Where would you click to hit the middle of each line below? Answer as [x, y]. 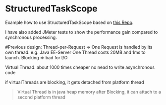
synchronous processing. [31, 37]
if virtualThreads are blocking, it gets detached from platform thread [75, 82]
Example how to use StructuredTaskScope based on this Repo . [69, 22]
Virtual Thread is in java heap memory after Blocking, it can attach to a [89, 92]
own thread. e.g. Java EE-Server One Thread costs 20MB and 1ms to [75, 52]
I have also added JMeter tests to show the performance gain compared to [82, 32]
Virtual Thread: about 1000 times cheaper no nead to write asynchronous [80, 67]
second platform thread [41, 97]
